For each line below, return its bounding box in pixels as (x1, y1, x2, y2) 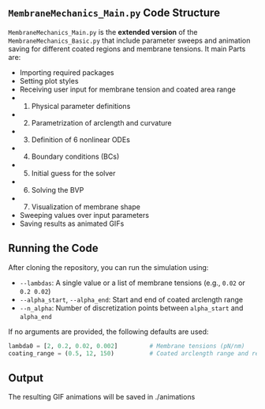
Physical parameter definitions (31, 101, 131, 111)
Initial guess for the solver (31, 168, 116, 178)
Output (8, 371, 43, 385)
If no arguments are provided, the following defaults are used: (8, 327, 209, 336)
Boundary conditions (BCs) (31, 152, 120, 161)
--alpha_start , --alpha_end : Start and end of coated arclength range (19, 295, 243, 304)
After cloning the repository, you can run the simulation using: (8, 262, 209, 272)
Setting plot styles (19, 76, 79, 85)
